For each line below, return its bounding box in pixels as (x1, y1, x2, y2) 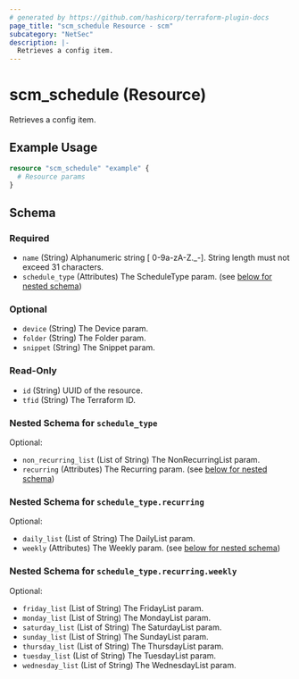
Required (9, 231, 50, 244)
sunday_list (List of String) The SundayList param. (21, 631, 209, 641)
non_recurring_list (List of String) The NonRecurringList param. (21, 455, 261, 465)
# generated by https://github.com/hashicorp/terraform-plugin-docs (9, 13, 270, 22)
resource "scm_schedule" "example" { (9, 163, 150, 172)
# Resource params (17, 172, 87, 181)
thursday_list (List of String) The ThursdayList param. (21, 641, 224, 651)
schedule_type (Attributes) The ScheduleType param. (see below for (21, 272, 272, 282)
